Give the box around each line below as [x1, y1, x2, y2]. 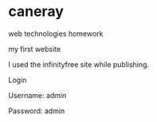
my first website [8, 44, 61, 53]
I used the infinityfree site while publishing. [8, 59, 150, 69]
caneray [8, 2, 64, 21]
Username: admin [8, 90, 67, 100]
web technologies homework [8, 29, 104, 38]
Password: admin [8, 106, 65, 116]
